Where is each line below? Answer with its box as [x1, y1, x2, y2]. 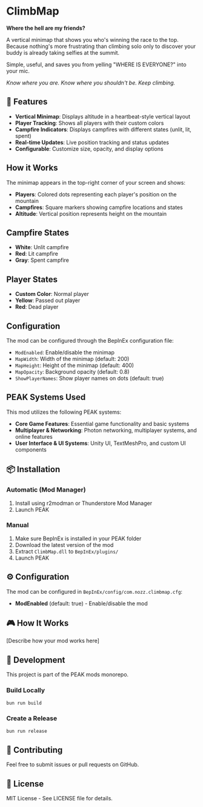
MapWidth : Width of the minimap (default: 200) [15, 355, 130, 362]
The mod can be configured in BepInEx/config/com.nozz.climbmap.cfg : [6, 588, 183, 595]
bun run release [6, 728, 47, 734]
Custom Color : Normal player [15, 290, 89, 298]
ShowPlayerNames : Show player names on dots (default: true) [15, 375, 164, 382]
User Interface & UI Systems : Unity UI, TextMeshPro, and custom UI [15, 439, 186, 447]
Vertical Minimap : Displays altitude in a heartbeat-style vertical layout [15, 112, 191, 120]
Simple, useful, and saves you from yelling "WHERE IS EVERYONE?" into [6, 61, 187, 68]
